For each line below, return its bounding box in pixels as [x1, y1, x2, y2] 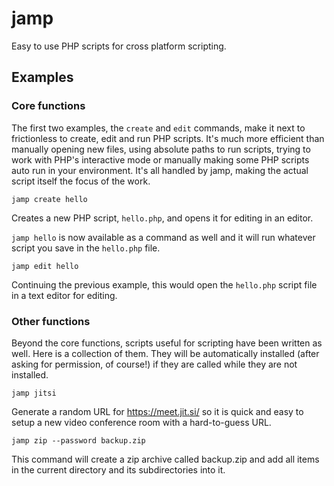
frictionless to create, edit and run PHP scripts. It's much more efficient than [11, 132, 325, 144]
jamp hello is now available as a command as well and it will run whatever [11, 231, 316, 243]
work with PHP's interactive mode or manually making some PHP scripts [11, 153, 310, 166]
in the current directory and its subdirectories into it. [11, 463, 226, 476]
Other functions [11, 314, 91, 328]
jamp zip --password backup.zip [11, 435, 146, 446]
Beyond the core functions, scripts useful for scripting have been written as [11, 337, 323, 349]
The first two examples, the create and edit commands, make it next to [11, 122, 306, 134]
